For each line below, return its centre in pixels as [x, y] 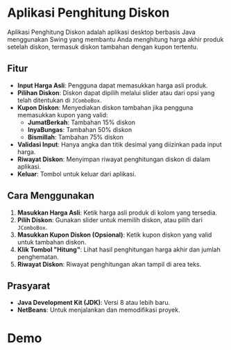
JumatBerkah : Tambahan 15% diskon [82, 122]
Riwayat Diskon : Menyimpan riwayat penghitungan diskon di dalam [113, 159]
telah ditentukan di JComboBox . [59, 100]
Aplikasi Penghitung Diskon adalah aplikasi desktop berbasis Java [101, 32]
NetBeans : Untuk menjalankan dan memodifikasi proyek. [99, 310]
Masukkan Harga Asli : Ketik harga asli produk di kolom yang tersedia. [117, 212]
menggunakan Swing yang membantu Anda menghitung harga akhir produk [115, 39]
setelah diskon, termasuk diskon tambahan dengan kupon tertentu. [103, 47]
